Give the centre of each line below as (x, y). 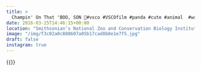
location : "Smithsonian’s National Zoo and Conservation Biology (89, 28)
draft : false (22, 39)
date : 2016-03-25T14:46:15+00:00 (48, 23)
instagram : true (26, 45)
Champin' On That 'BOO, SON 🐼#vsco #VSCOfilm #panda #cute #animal (98, 17)
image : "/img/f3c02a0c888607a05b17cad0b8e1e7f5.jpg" (73, 34)
